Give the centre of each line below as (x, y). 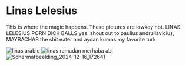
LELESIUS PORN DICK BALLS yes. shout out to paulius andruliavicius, (90, 33)
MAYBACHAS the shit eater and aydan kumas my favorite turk (81, 39)
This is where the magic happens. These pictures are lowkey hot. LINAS (93, 27)
